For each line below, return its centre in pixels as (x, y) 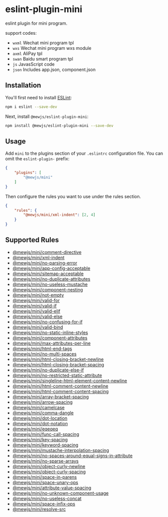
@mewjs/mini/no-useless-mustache (50, 284)
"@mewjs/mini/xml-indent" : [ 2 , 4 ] (59, 215)
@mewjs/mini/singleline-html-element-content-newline (70, 380)
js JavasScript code (33, 64)
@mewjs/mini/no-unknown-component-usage (61, 493)
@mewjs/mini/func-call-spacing (46, 434)
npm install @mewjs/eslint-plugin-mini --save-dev (59, 125)
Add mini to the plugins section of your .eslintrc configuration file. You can (84, 153)
